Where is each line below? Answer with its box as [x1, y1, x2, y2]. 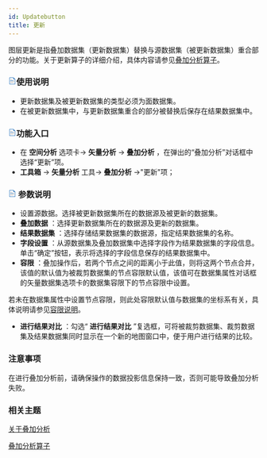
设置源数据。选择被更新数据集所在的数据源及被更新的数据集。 [19, 209, 222, 218]
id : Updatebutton [8, 13, 66, 21]
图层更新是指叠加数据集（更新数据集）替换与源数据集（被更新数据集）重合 [8, 44, 252, 55]
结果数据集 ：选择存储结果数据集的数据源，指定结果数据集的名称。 [19, 229, 238, 238]
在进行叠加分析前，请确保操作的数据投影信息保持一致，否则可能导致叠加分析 [8, 373, 259, 383]
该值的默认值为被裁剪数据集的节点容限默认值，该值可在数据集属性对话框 [19, 268, 257, 278]
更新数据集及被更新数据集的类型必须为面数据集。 [19, 96, 180, 106]
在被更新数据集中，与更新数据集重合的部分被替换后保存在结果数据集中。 [19, 106, 257, 115]
